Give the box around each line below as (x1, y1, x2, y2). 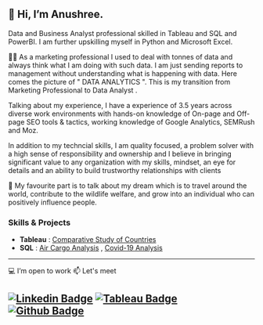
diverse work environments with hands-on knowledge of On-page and (8, 109, 236, 118)
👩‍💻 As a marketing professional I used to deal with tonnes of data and (8, 52, 233, 61)
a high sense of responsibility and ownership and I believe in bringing (8, 149, 232, 158)
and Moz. (8, 125, 39, 135)
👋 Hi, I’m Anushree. (8, 8, 104, 21)
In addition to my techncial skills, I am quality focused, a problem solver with (8, 140, 254, 150)
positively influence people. (8, 197, 98, 207)
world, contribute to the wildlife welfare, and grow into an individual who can (8, 189, 254, 198)
